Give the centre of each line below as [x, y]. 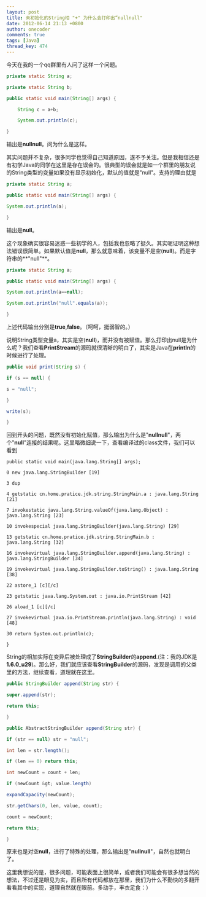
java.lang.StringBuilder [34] [45, 559]
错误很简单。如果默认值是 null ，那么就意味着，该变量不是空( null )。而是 [101, 251]
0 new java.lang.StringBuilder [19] [53, 473]
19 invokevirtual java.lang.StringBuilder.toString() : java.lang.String [103, 570]
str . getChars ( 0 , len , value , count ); [55, 805]
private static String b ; [39, 87]
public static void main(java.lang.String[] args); [74, 462]
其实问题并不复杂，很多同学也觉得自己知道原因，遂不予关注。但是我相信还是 [103, 157]
